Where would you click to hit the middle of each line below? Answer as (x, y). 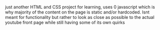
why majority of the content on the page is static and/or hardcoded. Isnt (77, 12)
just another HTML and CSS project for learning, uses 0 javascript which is (80, 7)
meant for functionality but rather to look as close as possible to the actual (80, 17)
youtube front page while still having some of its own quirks (65, 22)
